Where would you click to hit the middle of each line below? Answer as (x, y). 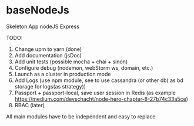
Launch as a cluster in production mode (63, 74)
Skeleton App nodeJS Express (43, 26)
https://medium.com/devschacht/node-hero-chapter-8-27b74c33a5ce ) (101, 99)
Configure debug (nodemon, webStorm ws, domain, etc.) (84, 67)
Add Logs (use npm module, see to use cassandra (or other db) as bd (99, 80)
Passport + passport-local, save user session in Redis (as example (95, 93)
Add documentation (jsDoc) (48, 55)
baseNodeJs (38, 10)
